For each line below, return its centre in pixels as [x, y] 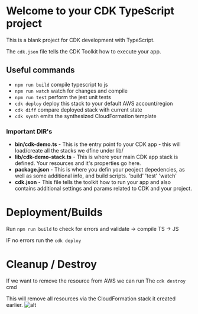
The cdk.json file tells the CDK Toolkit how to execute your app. [84, 51]
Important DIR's [29, 131]
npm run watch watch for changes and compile [71, 91]
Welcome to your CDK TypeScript [90, 11]
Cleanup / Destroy [52, 264]
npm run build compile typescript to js [61, 84]
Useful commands [40, 70]
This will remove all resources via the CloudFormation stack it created [91, 299]
